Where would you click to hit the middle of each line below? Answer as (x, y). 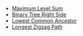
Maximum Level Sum (37, 8)
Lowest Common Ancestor (44, 21)
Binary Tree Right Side (39, 15)
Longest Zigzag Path (37, 27)
